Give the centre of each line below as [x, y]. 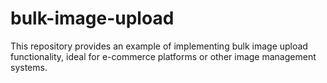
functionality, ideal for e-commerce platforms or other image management [163, 56]
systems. [29, 67]
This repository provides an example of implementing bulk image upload [159, 46]
